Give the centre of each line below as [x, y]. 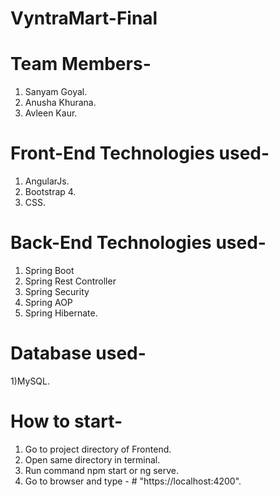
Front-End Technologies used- [140, 153]
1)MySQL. [30, 381]
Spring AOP [48, 302]
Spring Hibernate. [61, 313]
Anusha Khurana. [60, 103]
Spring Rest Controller [70, 281]
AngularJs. [47, 181]
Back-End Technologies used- [138, 243]
